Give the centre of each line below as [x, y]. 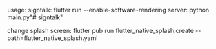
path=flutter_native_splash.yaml [52, 38]
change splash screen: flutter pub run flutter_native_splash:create [101, 31]
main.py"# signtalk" [35, 17]
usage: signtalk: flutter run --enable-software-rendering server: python [108, 10]
